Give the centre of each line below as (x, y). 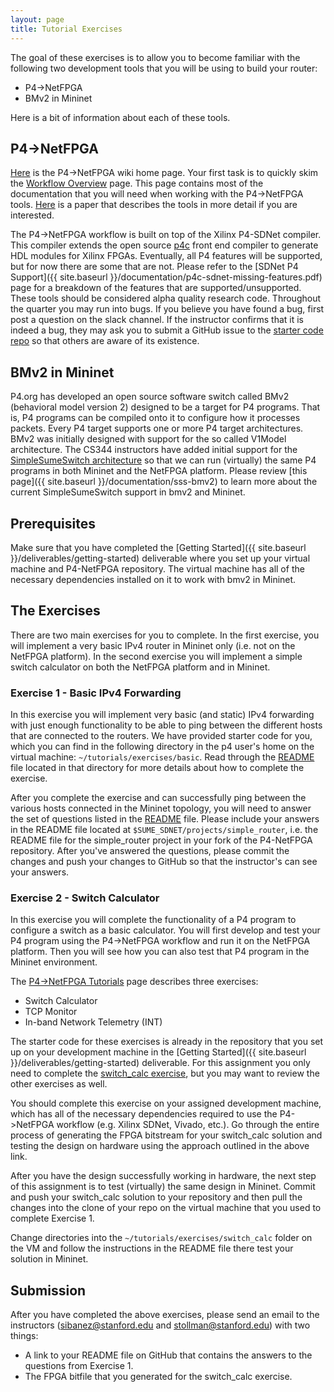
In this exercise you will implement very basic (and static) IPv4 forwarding (162, 715)
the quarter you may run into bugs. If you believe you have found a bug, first (167, 309)
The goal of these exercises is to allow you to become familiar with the (155, 57)
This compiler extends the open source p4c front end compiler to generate (164, 245)
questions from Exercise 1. (79, 1366)
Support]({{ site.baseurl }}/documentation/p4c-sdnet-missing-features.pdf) (166, 277)
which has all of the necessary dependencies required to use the (144, 1114)
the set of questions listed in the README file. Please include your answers (165, 819)
